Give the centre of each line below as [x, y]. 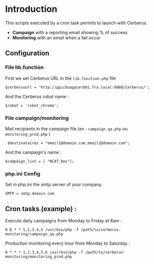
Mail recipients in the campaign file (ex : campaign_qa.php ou [66, 129]
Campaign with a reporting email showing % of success [70, 32]
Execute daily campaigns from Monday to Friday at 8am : [63, 221]
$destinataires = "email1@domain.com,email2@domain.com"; [69, 143]
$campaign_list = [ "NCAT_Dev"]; [40, 161]
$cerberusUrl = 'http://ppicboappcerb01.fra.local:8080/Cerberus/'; [77, 87]
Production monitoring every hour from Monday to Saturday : [68, 243]
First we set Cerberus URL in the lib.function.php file [61, 78]
